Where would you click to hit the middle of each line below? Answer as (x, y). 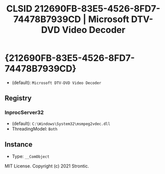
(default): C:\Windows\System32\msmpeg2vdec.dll (61, 123)
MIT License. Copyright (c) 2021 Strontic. (47, 166)
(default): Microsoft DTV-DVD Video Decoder (57, 82)
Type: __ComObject (31, 156)
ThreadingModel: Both (35, 128)
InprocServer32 (24, 112)
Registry (18, 98)
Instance (19, 145)
